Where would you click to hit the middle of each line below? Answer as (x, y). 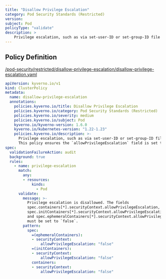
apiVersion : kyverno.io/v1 (33, 83)
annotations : (23, 102)
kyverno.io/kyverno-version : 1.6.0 (51, 125)
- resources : (36, 180)
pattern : (32, 226)
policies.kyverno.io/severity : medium (54, 116)
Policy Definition (31, 57)
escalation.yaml (21, 74)
